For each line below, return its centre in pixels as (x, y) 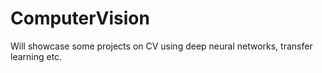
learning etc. (36, 56)
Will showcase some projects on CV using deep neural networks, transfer (161, 46)
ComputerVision (80, 18)
